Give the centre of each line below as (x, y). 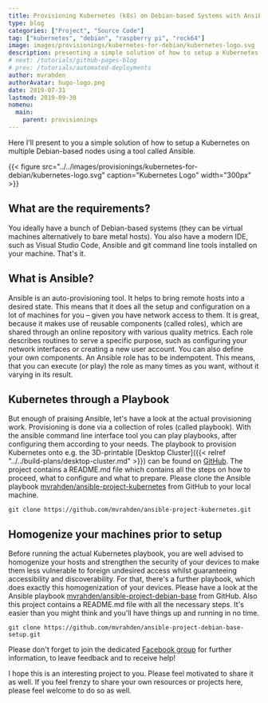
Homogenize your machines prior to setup (115, 534)
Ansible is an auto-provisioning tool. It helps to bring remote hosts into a (126, 298)
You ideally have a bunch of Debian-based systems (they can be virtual (126, 228)
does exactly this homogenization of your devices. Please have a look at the (133, 588)
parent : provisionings (60, 120)
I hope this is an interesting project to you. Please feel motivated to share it (131, 673)
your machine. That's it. (47, 254)
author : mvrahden (37, 75)
